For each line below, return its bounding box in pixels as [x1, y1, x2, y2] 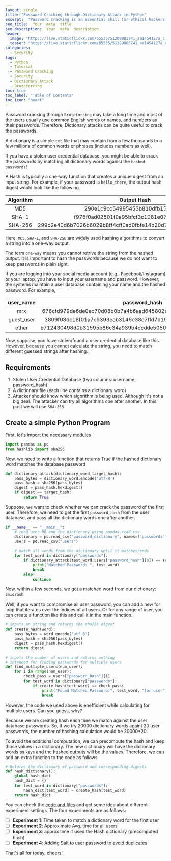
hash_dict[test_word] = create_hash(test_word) [23, 788, 126, 793]
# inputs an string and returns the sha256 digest [5, 622, 115, 627]
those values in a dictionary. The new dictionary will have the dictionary [5, 743, 155, 749]
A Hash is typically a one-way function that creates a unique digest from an [5, 174, 164, 180]
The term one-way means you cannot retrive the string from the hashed [5, 250, 154, 256]
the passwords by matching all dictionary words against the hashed [5, 159, 145, 165]
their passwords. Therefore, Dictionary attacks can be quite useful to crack [5, 122, 163, 128]
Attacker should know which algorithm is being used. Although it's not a [12, 393, 164, 399]
